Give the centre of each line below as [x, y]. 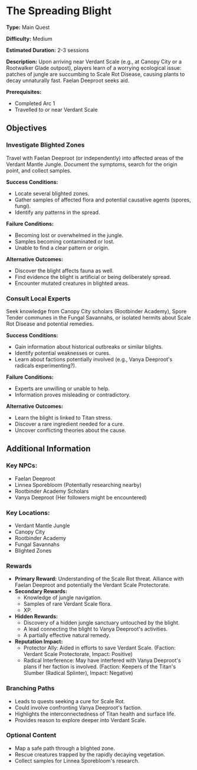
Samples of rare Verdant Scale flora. [68, 604]
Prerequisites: [24, 92]
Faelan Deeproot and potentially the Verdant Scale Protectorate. [92, 585]
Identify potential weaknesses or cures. [63, 353]
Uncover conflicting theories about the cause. [70, 430]
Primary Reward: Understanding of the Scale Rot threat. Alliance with [99, 579]
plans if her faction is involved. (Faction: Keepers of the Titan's [99, 667]
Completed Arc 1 [35, 103]
